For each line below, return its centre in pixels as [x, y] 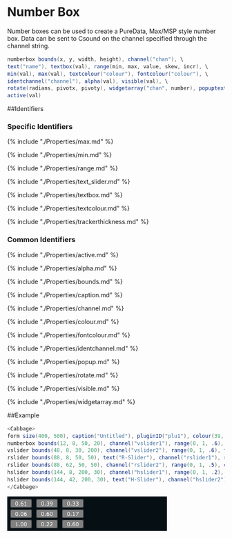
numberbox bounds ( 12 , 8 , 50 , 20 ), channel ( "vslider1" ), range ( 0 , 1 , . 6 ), [116, 443]
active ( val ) [24, 96]
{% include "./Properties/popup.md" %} [64, 361]
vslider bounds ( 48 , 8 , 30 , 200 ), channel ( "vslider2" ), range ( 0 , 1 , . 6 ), [114, 450]
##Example [23, 415]
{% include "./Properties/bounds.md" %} [65, 281]
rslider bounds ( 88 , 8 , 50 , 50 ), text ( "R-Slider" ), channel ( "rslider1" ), [114, 458]
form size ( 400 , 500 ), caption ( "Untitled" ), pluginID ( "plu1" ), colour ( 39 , [116, 436]
